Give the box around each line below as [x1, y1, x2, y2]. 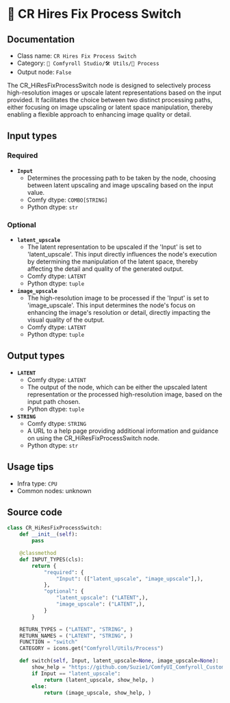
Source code [7, 507, 63, 518]
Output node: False [16, 68, 72, 76]
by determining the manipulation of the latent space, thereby [27, 257, 199, 265]
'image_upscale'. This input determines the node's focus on [27, 301, 196, 309]
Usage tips [7, 461, 54, 473]
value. [27, 188, 45, 196]
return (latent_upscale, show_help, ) [43, 676, 155, 683]
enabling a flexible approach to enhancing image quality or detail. [7, 110, 192, 119]
